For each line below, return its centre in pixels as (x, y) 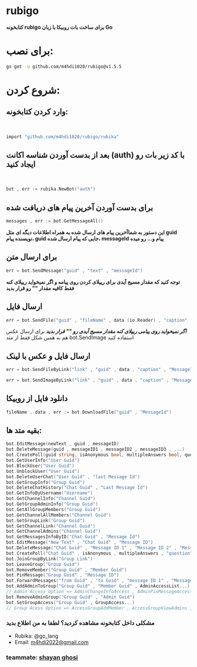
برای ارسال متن (32, 257)
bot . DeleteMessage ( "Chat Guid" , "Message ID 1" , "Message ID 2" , (91, 548)
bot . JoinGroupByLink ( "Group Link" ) (50, 559)
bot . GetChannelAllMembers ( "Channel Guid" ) (59, 515)
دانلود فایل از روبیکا (37, 398)
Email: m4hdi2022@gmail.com (52, 642)
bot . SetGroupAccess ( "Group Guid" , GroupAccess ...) (70, 602)
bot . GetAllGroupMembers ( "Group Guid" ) (53, 509)
